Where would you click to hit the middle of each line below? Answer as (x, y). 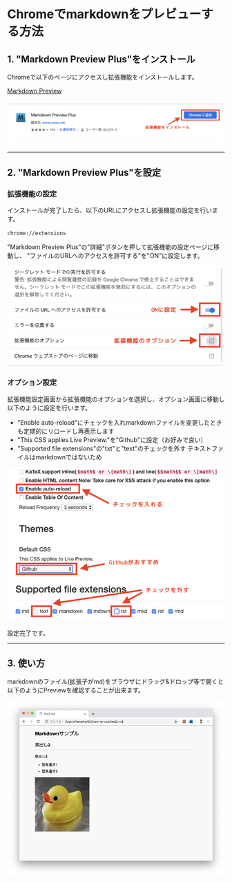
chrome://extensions (37, 233)
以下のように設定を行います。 (49, 407)
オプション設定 (32, 383)
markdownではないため (69, 457)
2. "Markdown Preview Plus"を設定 (84, 173)
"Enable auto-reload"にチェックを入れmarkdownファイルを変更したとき (119, 422)
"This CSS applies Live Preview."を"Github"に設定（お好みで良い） (112, 439)
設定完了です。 (28, 633)
